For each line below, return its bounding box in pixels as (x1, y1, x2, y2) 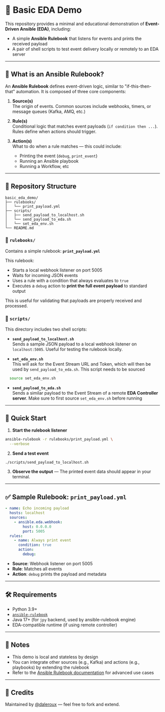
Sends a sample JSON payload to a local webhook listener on (12, 341, 137, 347)
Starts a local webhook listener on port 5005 (12, 267, 103, 273)
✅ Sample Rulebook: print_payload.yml (5, 493, 127, 501)
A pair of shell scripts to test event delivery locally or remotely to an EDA (12, 46, 159, 52)
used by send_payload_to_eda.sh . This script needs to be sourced (12, 367, 145, 373)
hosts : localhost (9, 510, 45, 515)
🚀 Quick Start (5, 414, 47, 423)
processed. (5, 303, 28, 308)
